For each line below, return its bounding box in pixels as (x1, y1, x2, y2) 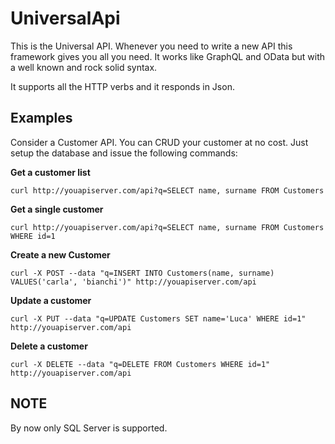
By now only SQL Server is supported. (10, 422, 168, 434)
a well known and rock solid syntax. (10, 61, 158, 73)
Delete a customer (10, 340, 88, 352)
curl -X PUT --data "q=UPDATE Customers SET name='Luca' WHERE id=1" (10, 313, 307, 324)
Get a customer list (10, 166, 91, 178)
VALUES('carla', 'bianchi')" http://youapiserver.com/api (10, 277, 257, 287)
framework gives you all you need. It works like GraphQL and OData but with (10, 50, 326, 62)
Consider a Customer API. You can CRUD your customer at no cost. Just (10, 136, 309, 148)
